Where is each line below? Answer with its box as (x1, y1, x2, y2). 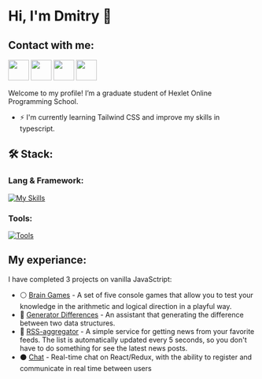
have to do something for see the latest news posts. (19, 343, 188, 353)
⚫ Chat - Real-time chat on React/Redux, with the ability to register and (19, 352, 253, 362)
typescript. (19, 124, 55, 133)
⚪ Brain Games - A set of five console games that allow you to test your (19, 290, 254, 299)
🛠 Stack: (8, 147, 54, 161)
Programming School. (8, 97, 79, 106)
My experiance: (8, 254, 87, 267)
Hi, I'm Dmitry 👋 (8, 7, 113, 25)
